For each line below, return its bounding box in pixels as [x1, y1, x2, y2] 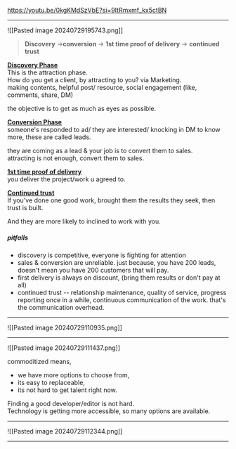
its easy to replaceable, [17, 378, 86, 386]
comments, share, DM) [7, 91, 74, 99]
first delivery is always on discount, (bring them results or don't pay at [17, 273, 221, 282]
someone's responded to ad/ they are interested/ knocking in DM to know [7, 126, 221, 134]
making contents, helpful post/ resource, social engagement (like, [7, 84, 197, 91]
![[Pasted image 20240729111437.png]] [7, 344, 121, 352]
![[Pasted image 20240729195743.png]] [7, 26, 124, 34]
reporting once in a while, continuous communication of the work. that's [17, 295, 226, 304]
